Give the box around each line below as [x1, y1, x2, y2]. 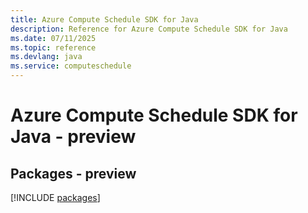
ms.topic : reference [10, 42, 97, 53]
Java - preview [10, 126, 137, 148]
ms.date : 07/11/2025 [10, 33, 97, 43]
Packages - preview [10, 165, 137, 182]
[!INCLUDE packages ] [10, 192, 101, 203]
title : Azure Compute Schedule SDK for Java [10, 14, 199, 25]
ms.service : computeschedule [10, 61, 132, 71]
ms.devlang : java [10, 52, 83, 62]
